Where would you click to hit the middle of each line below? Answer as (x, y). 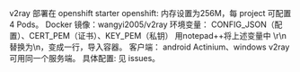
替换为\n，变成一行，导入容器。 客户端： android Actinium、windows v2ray (150, 47)
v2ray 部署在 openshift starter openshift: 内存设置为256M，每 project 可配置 (150, 13)
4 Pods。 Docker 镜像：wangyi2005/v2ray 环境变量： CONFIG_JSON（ (142, 24)
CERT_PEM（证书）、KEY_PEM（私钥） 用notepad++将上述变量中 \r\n (158, 36)
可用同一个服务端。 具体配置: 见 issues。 (84, 58)
